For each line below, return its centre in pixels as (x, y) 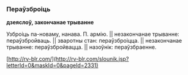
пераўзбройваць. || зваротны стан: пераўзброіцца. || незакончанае (94, 41)
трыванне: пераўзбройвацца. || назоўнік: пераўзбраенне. (81, 47)
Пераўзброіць (28, 9)
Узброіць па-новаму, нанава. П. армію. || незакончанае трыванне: (93, 34)
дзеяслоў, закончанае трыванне (50, 23)
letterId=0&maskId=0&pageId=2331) (52, 65)
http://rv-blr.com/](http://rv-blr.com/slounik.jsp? (69, 59)
